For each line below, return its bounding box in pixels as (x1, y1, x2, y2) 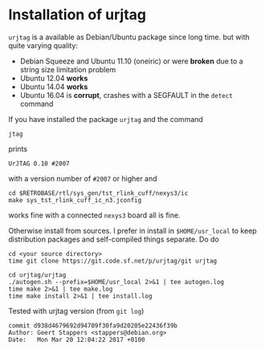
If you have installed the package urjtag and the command (8, 114, 203, 124)
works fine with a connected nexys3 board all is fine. (8, 210, 181, 220)
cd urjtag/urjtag (8, 271, 67, 279)
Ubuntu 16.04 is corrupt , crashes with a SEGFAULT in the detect (19, 90, 233, 100)
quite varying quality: (8, 40, 79, 50)
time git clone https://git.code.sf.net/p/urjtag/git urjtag (8, 257, 218, 265)
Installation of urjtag (8, 6, 147, 24)
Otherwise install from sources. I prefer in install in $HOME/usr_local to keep (8, 226, 257, 235)
